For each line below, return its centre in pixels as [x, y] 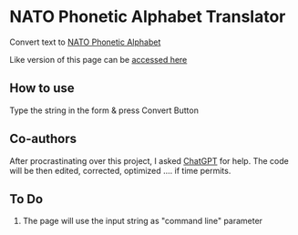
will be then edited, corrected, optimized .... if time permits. [120, 170]
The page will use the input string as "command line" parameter [142, 221]
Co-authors [43, 139]
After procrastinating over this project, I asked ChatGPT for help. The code [149, 160]
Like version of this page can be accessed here [98, 59]
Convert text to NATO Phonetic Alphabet [85, 42]
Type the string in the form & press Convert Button [104, 110]
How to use [42, 88]
